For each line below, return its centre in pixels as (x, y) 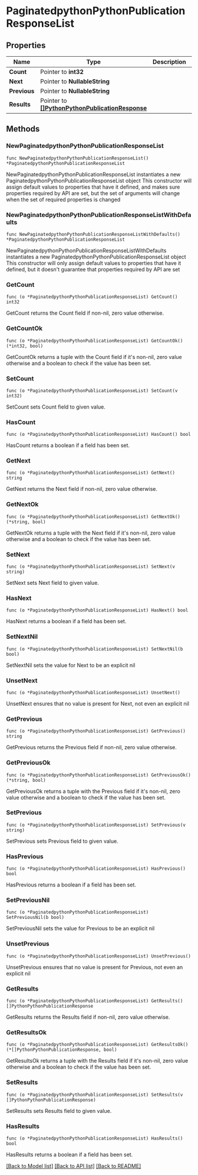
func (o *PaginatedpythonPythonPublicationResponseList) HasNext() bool (97, 610)
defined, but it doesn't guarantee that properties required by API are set (93, 269)
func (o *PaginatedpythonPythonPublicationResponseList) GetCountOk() (95, 341)
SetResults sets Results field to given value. (59, 1111)
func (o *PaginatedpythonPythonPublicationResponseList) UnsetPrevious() (99, 956)
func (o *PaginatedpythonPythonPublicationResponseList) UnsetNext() (93, 692)
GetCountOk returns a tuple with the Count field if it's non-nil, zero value (94, 357)
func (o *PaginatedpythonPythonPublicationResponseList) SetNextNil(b (95, 649)
